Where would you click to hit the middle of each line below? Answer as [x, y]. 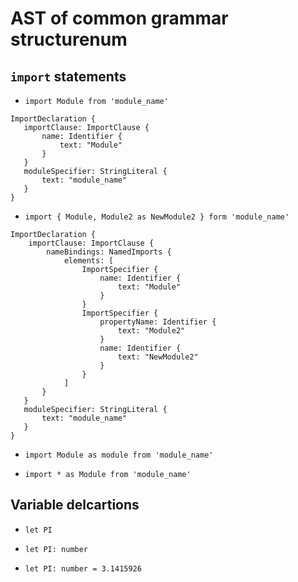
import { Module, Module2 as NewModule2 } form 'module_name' [157, 217]
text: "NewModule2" [158, 357]
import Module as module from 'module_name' [119, 455]
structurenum [69, 39]
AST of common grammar [119, 18]
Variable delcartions [75, 505]
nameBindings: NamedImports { [109, 252]
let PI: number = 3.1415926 [83, 568]
